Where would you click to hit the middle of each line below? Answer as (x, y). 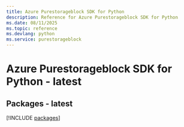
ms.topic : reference (32, 28)
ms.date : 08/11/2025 (32, 23)
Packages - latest (40, 103)
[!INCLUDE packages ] (33, 118)
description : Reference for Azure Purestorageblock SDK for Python (92, 17)
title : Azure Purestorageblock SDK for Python (65, 12)
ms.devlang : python (31, 34)
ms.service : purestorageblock (44, 39)
